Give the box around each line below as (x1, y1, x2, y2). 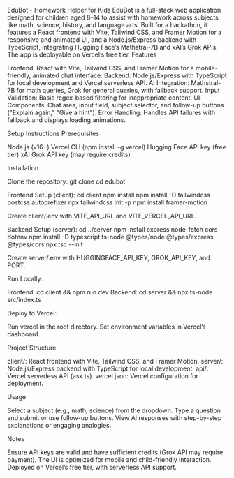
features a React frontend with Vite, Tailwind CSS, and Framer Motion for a (7, 28, 222, 36)
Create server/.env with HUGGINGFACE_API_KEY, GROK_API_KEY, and (7, 254, 211, 262)
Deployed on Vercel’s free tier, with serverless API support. (7, 463, 177, 471)
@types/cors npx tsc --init (7, 240, 83, 248)
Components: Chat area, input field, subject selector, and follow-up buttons (7, 101, 224, 109)
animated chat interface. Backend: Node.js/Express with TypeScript (32, 71, 227, 80)
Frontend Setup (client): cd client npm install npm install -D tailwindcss (7, 191, 211, 199)
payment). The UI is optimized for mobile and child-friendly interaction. (7, 456, 212, 463)
